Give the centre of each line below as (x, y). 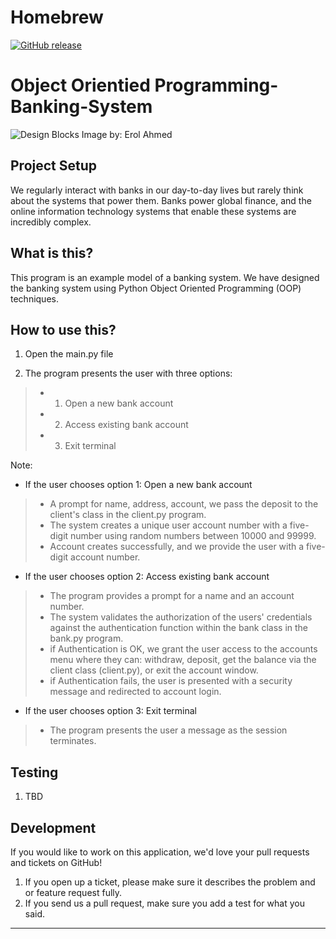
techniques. (34, 298)
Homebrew (57, 17)
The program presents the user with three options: (128, 373)
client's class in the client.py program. (128, 515)
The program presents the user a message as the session (168, 730)
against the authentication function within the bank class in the (179, 628)
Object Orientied (80, 85)
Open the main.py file (69, 354)
